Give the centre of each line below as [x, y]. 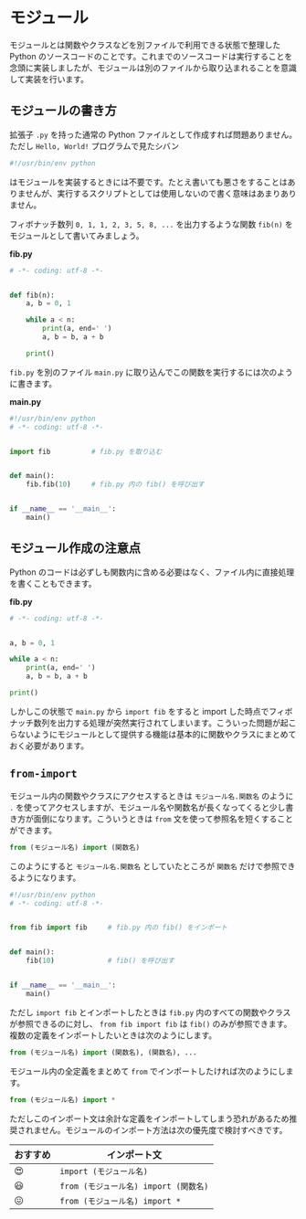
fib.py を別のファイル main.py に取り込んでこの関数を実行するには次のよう [152, 372]
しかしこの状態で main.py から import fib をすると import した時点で [139, 711]
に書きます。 [33, 383]
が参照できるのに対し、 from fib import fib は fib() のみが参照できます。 [151, 1023]
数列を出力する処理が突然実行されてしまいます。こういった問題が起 [161, 723]
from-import [43, 774]
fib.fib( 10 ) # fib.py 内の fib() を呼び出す [115, 484]
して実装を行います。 [49, 79]
